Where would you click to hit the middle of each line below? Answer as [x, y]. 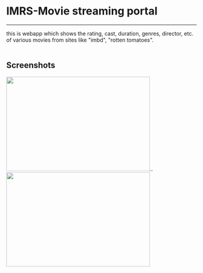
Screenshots [31, 66]
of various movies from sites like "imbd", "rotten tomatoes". [80, 40]
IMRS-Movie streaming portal [82, 11]
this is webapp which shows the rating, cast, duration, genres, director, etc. [100, 33]
